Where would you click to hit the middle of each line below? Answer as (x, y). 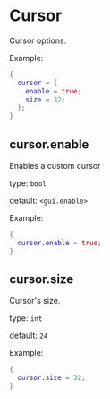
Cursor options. (38, 40)
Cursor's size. (35, 301)
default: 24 (29, 336)
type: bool (28, 183)
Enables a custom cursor (55, 166)
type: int (26, 318)
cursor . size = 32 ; (52, 378)
